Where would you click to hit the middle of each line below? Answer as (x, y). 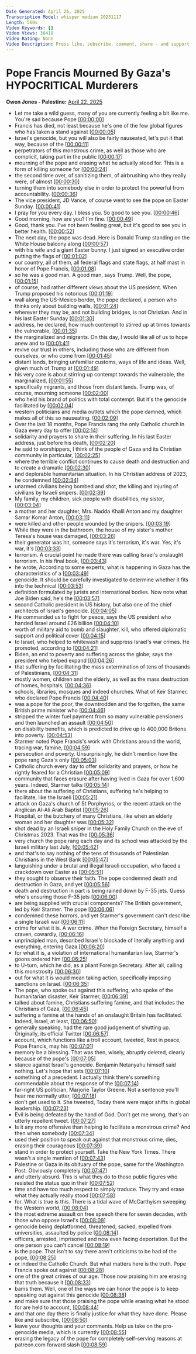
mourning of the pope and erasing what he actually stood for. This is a (99, 163)
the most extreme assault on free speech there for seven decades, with (101, 1214)
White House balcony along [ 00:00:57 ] (61, 244)
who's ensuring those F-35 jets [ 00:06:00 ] (66, 897)
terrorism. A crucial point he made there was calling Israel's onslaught (99, 554)
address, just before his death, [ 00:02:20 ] (65, 443)
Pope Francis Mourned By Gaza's (88, 73)
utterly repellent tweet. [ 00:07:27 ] (55, 1120)
